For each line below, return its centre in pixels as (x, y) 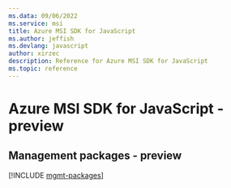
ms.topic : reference (43, 69)
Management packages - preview (95, 156)
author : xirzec (34, 53)
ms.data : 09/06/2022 (43, 16)
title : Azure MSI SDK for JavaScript (72, 31)
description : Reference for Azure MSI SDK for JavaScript (108, 62)
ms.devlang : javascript (49, 46)
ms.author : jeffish (41, 38)
